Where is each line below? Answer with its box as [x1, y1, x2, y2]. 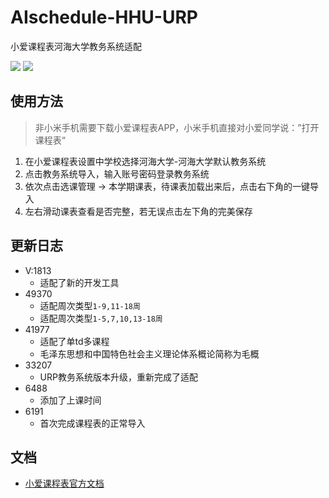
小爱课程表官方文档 [24, 477, 105, 490]
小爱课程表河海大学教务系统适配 [10, 40, 142, 52]
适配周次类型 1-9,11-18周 [39, 299, 141, 311]
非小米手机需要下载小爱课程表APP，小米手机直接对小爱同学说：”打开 [34, 121, 320, 133]
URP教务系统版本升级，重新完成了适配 [39, 371, 198, 383]
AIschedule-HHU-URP [10, 6, 198, 29]
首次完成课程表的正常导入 [39, 417, 146, 429]
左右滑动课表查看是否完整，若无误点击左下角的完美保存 [24, 205, 253, 217]
